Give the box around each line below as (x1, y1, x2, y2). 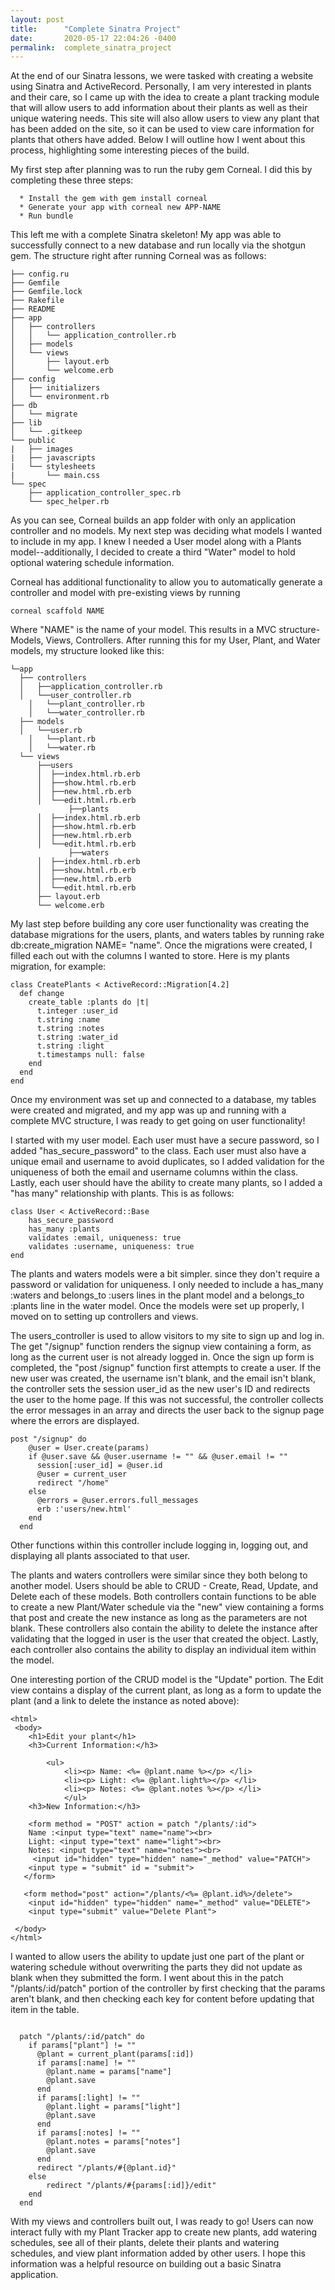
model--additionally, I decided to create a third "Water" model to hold (10, 546, 296, 558)
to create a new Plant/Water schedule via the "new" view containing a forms (10, 1601, 325, 1613)
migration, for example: (10, 961, 107, 973)
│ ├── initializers (10, 383, 101, 393)
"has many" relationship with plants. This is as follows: (10, 1187, 235, 1200)
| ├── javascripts (10, 453, 97, 463)
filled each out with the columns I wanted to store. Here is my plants (10, 950, 290, 962)
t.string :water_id (36, 1032, 118, 1043)
